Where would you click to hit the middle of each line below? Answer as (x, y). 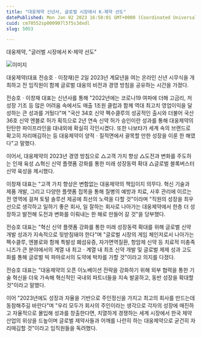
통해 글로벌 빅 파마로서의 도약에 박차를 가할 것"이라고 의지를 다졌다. (96, 257)
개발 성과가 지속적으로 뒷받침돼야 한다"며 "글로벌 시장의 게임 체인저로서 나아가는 (100, 235)
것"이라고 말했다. (26, 285)
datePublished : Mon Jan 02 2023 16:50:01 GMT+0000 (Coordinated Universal (102, 18)
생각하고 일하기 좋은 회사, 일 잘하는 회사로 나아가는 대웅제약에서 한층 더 (106, 207)
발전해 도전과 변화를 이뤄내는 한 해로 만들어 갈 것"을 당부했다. (94, 214)
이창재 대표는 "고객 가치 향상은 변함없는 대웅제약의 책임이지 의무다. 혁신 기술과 (98, 184)
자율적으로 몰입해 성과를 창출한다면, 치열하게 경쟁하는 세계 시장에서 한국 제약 (102, 313)
